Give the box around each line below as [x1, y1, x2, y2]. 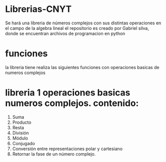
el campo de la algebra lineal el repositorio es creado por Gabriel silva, [5, 25, 149, 31]
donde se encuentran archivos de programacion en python [5, 30, 125, 36]
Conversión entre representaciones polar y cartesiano [12, 146, 123, 152]
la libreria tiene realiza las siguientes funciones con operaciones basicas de [5, 64, 160, 70]
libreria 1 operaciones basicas [5, 87, 130, 98]
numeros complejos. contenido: [5, 98, 139, 109]
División [12, 130, 29, 136]
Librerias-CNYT [5, 3, 72, 15]
